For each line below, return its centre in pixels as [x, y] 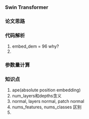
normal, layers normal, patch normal [48, 102]
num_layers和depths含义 [37, 96]
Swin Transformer [27, 7]
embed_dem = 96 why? [35, 46]
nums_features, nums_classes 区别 [47, 107]
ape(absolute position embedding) [46, 90]
